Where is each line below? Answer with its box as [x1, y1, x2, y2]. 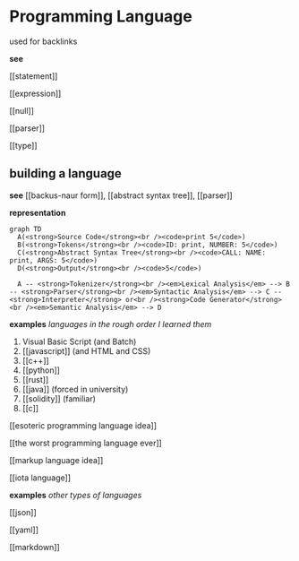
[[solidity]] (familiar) [21, 393, 97, 404]
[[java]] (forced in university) [21, 384, 129, 394]
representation [9, 207, 66, 218]
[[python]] [21, 365, 61, 375]
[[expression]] [9, 88, 62, 99]
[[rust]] [21, 374, 49, 384]
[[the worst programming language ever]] [9, 437, 163, 448]
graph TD [9, 224, 42, 234]
